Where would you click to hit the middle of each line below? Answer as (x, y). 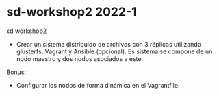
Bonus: (16, 72)
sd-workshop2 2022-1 (72, 12)
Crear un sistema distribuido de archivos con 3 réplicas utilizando (109, 44)
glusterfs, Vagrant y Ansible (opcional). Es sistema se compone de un (114, 51)
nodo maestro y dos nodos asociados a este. (80, 58)
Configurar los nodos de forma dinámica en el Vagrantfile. (98, 85)
